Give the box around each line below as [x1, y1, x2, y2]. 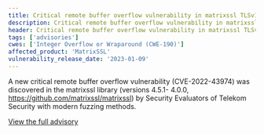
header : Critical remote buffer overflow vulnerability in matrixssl [8, 26, 241, 34]
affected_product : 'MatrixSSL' [8, 48, 111, 56]
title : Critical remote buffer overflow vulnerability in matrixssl [8, 11, 237, 20]
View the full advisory [8, 117, 79, 126]
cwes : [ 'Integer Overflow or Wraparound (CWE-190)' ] [8, 41, 185, 49]
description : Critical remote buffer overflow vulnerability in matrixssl [8, 19, 258, 27]
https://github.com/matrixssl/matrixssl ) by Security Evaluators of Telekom [8, 93, 247, 103]
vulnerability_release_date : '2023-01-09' [8, 56, 149, 63]
